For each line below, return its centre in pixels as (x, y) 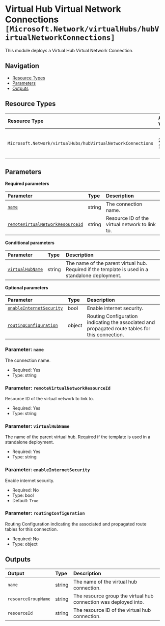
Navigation (22, 66)
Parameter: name (25, 349)
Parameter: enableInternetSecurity (48, 470)
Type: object (25, 544)
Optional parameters (27, 288)
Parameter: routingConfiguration (45, 513)
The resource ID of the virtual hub (112, 610)
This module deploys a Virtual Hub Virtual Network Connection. (69, 50)
